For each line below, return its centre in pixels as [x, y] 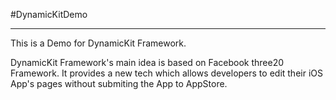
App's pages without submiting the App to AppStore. [119, 83]
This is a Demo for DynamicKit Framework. [98, 43]
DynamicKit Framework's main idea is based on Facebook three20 [147, 62]
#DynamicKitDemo [49, 14]
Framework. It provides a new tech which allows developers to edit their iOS [166, 73]
